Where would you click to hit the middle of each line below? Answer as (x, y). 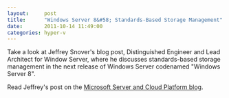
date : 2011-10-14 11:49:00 (55, 26)
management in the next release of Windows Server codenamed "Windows (114, 66)
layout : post (32, 13)
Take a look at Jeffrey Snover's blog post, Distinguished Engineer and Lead (114, 52)
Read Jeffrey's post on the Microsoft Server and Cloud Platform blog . (105, 87)
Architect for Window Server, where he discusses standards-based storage (114, 60)
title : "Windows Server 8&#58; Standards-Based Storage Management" (115, 20)
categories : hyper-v (37, 33)
